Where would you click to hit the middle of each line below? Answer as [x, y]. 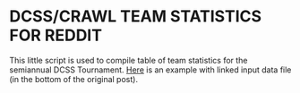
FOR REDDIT [56, 35]
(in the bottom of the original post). [74, 79]
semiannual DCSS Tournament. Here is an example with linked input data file [150, 70]
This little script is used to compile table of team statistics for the [129, 60]
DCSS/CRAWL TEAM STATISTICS [136, 17]
